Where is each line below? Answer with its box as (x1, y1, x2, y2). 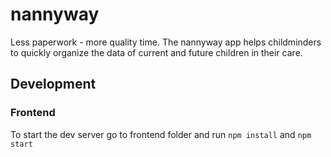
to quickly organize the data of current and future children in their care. (10, 46, 303, 58)
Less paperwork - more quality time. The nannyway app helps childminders (10, 36, 322, 48)
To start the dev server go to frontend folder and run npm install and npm (10, 128, 312, 140)
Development (10, 76, 97, 93)
